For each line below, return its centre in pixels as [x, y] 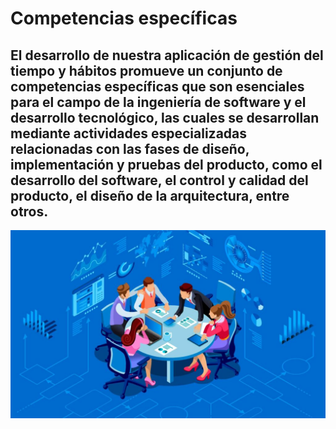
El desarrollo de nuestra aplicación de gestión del [167, 55]
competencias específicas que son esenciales [157, 86]
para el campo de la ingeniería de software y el [158, 102]
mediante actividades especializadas [129, 133]
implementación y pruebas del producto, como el [166, 164]
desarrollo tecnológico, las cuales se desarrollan [165, 117]
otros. [29, 211]
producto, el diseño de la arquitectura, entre [150, 195]
